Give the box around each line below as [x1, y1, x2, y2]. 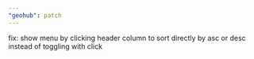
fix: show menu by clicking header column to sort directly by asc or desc [8, 33, 246, 42]
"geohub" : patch [8, 11, 62, 20]
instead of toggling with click [8, 41, 103, 51]
